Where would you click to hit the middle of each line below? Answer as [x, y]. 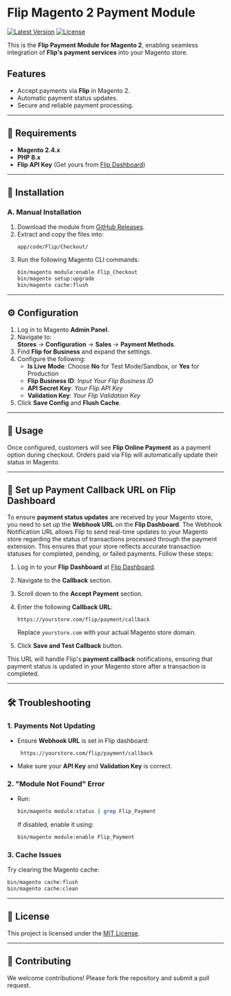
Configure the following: [51, 358]
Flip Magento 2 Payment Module [101, 13]
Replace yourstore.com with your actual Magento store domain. [107, 632]
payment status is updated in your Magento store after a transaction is [107, 667]
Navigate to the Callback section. [64, 581]
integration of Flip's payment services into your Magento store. [98, 52]
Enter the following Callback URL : [65, 607]
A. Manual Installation [44, 212]
